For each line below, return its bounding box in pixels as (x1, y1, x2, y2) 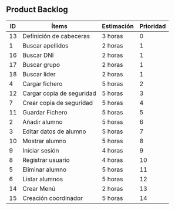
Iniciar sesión (22, 146, 59, 154)
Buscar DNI (22, 51, 54, 59)
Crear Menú (22, 184, 56, 192)
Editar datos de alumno (22, 127, 86, 136)
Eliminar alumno (22, 165, 67, 174)
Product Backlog (6, 5, 69, 15)
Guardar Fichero (22, 108, 68, 116)
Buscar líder (22, 70, 56, 78)
